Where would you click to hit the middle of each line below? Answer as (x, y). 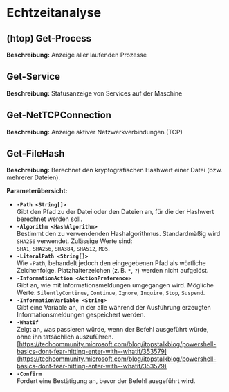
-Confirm (29, 374)
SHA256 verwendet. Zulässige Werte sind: (74, 241)
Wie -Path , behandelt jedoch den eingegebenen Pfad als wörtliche (111, 263)
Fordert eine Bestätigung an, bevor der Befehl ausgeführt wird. (106, 381)
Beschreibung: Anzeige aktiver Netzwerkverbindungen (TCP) (94, 132)
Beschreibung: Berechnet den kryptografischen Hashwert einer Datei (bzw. (114, 170)
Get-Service (33, 77)
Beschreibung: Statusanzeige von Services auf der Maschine (94, 93)
